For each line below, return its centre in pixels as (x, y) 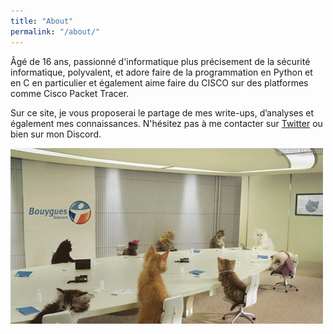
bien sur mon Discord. (56, 134)
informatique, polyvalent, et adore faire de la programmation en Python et (161, 72)
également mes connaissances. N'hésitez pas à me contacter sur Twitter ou (166, 123)
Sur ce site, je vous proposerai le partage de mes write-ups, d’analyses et (162, 112)
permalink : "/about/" (55, 31)
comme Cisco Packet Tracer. (70, 93)
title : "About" (42, 21)
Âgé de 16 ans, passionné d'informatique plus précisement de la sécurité (160, 61)
